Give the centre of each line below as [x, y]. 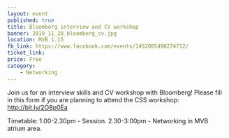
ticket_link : [26, 53]
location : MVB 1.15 [36, 40]
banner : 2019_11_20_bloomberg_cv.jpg [62, 33]
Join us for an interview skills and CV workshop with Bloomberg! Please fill [114, 92]
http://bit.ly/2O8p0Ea [37, 107]
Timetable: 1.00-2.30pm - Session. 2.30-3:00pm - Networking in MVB [108, 120]
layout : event [28, 14]
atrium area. [24, 128]
